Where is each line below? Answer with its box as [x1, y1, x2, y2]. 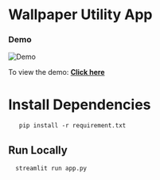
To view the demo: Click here [8, 68, 105, 77]
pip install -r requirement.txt [18, 122, 127, 130]
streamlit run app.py [15, 165, 88, 173]
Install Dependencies [8, 96, 151, 113]
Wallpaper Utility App [8, 6, 153, 24]
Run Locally [8, 143, 68, 157]
